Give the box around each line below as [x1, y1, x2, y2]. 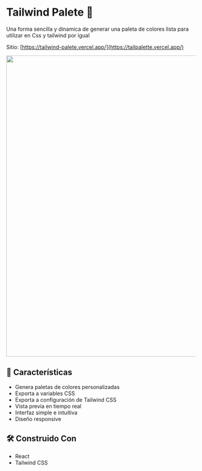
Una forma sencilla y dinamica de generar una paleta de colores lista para [6, 25, 189, 33]
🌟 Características [6, 367, 73, 378]
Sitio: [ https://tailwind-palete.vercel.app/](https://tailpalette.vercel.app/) [6, 43, 184, 51]
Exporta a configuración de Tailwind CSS [14, 396, 117, 403]
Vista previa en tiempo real [14, 402, 82, 410]
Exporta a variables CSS [14, 390, 75, 397]
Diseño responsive [14, 415, 61, 422]
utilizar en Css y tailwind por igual [6, 31, 90, 39]
